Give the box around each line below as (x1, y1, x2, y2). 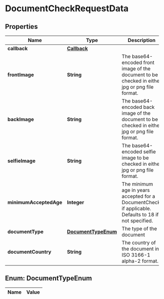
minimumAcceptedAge (7, 199, 62, 206)
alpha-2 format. (122, 257, 159, 264)
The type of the (122, 225, 157, 232)
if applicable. (122, 205, 151, 212)
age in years (122, 187, 150, 193)
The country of (122, 239, 156, 246)
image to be (122, 154, 149, 161)
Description (127, 37, 156, 43)
